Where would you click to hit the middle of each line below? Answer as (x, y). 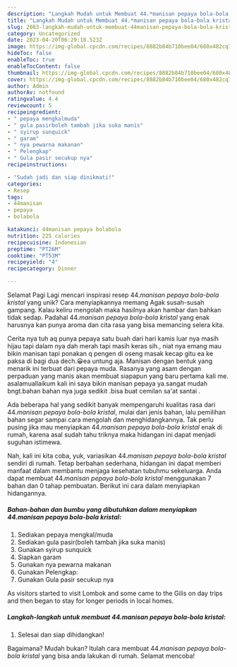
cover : (17, 79)
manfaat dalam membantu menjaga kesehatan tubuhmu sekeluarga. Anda (114, 471)
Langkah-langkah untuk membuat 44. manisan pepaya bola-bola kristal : (117, 617)
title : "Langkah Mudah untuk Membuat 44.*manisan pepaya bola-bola (109, 20)
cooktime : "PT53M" (34, 256)
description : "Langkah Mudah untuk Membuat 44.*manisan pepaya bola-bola (118, 14)
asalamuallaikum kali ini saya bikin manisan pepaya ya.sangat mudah (108, 384)
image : (17, 47)
